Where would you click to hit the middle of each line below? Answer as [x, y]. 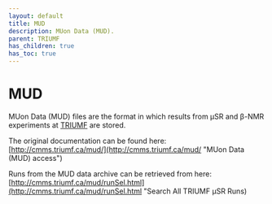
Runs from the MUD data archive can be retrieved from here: [110, 174]
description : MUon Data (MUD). [61, 31]
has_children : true [42, 46]
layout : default [36, 16]
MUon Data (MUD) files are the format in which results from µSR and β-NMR [136, 116]
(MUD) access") [35, 158]
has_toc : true [33, 54]
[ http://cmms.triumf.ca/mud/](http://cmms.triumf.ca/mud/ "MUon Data [127, 149]
